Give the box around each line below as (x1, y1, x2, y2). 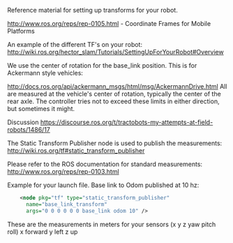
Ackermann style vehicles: (7, 69, 84, 77)
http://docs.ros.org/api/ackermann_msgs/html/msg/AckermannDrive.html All (7, 82, 227, 90)
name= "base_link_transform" (25, 200, 108, 208)
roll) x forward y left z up (7, 227, 78, 236)
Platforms (7, 27, 35, 35)
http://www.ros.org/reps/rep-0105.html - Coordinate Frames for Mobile (7, 20, 211, 27)
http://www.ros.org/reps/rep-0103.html (7, 168, 120, 175)
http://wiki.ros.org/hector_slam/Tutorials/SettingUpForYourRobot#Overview (7, 48, 225, 56)
